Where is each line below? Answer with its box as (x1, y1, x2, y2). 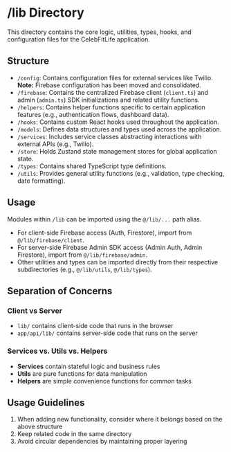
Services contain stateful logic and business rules (17, 362, 160, 370)
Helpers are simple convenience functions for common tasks (17, 377, 192, 385)
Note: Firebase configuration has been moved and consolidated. (17, 81, 202, 89)
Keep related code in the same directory (17, 430, 132, 438)
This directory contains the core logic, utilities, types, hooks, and (7, 28, 192, 36)
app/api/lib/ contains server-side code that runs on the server (17, 329, 198, 337)
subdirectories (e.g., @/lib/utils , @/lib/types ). (17, 265, 152, 273)
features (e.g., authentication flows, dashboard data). (17, 110, 169, 118)
